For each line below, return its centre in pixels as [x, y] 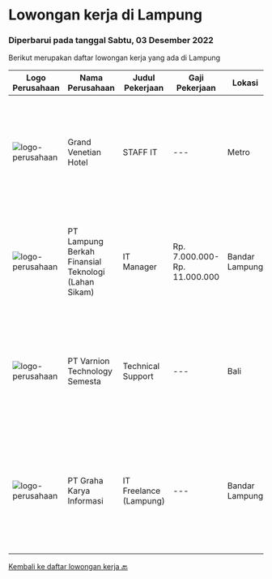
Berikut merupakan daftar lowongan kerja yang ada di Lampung [115, 58]
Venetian [84, 152]
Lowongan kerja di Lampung [105, 15]
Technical [141, 367]
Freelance [142, 491]
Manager [140, 267]
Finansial [85, 262]
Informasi [85, 501]
